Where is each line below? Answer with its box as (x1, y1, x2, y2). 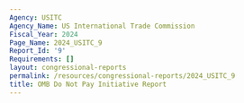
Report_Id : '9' (9, 47, 67, 56)
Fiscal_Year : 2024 (9, 30, 78, 39)
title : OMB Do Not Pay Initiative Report (9, 80, 167, 89)
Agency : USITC (9, 13, 63, 22)
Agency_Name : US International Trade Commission (9, 21, 195, 30)
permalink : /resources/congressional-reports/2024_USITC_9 (9, 72, 236, 81)
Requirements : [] (9, 55, 75, 64)
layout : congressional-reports (9, 64, 127, 73)
